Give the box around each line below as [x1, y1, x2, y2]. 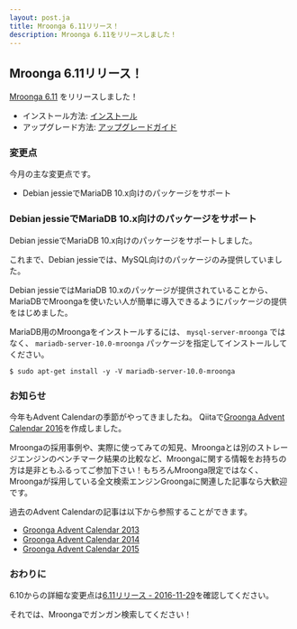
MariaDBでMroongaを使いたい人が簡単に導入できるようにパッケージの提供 [9, 295, 288, 307]
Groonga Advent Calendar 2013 [22, 524, 139, 535]
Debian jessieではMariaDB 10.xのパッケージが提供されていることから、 [9, 284, 273, 295]
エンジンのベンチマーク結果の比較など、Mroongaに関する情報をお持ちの [16, 453, 287, 465]
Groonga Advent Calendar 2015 [22, 543, 139, 555]
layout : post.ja [9, 13, 70, 23]
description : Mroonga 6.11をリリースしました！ [9, 30, 177, 39]
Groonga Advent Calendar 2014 [22, 534, 140, 545]
